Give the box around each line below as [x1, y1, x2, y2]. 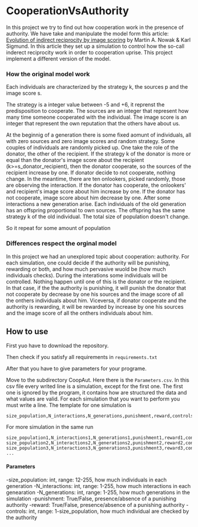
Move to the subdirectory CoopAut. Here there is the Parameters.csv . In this [6, 377, 190, 384]
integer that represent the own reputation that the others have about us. [6, 120, 180, 127]
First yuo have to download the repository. [6, 342, 109, 350]
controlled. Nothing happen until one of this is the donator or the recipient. [6, 278, 187, 285]
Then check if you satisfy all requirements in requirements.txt [6, 354, 157, 361]
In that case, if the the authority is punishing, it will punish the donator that [6, 284, 187, 291]
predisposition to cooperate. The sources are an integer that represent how [6, 108, 189, 115]
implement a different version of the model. [6, 55, 111, 62]
